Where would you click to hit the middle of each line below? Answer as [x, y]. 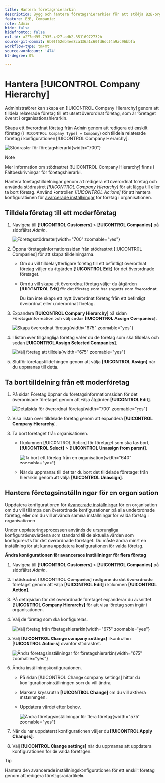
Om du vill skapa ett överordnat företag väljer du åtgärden [78, 284]
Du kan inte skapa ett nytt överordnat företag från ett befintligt [82, 298]
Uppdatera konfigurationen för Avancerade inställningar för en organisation [81, 505]
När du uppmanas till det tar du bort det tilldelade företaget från [84, 472]
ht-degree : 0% [20, 55]
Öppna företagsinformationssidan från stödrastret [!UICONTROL [77, 249]
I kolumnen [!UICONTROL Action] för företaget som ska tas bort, [84, 442]
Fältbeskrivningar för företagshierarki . [43, 172]
